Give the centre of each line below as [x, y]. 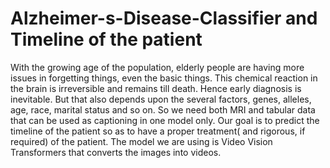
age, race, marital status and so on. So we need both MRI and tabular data [163, 109]
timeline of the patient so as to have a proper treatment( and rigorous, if [158, 131]
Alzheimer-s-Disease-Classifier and [164, 18]
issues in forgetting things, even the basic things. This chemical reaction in [164, 78]
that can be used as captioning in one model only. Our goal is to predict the [165, 120]
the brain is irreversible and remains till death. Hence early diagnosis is [156, 88]
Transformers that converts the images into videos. [116, 152]
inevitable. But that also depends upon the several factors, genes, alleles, [161, 99]
